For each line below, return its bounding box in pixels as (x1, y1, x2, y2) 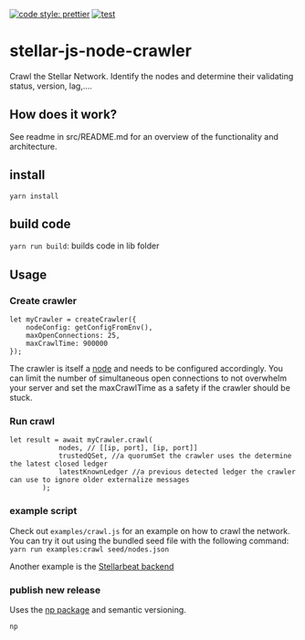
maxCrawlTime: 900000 (26, 339, 108, 349)
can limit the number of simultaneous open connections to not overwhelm (9, 372, 288, 383)
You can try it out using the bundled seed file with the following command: (9, 535, 289, 546)
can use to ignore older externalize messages (9, 476, 190, 485)
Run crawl (9, 414, 55, 427)
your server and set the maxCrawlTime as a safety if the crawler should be (9, 383, 290, 393)
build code (9, 215, 71, 232)
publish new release (9, 583, 101, 596)
